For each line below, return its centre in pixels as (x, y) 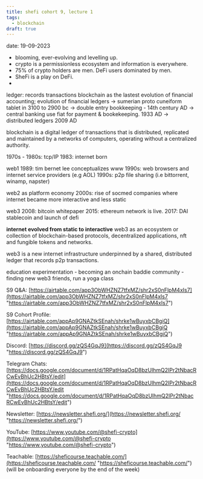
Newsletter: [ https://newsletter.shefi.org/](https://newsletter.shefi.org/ (94, 414)
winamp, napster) (28, 181)
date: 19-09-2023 (28, 46)
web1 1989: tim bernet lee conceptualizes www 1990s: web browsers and (98, 169)
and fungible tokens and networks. (50, 242)
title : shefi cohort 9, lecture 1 (50, 12)
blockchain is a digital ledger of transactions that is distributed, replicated (98, 132)
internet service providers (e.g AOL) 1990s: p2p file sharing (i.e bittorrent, (98, 175)
